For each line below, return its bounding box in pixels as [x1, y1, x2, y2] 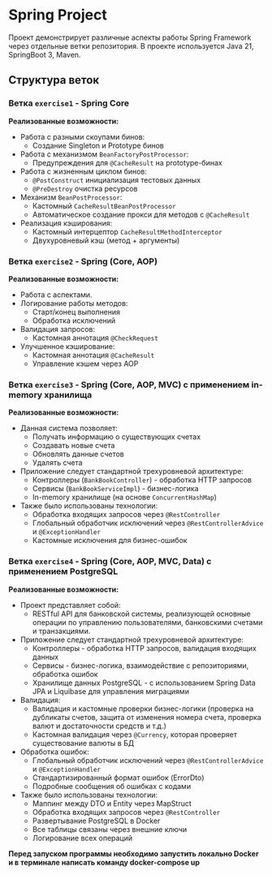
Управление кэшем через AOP [32, 359, 139, 369]
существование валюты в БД [32, 738, 135, 748]
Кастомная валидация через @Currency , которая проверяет [32, 729, 238, 739]
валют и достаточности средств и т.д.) [32, 721, 166, 731]
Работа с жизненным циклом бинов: [19, 166, 148, 176]
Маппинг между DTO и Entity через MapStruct [32, 798, 192, 808]
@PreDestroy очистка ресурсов [32, 183, 138, 193]
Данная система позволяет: [19, 424, 118, 433]
